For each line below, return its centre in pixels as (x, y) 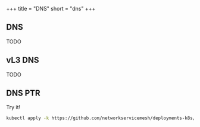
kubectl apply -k (28, 118)
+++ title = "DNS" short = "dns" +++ (51, 9)
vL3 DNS (23, 60)
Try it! (13, 107)
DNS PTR (23, 93)
